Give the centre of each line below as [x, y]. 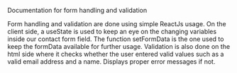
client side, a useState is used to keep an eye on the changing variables [112, 32]
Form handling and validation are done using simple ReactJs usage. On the [117, 24]
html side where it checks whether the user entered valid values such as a [116, 54]
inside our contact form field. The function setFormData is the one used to [116, 39]
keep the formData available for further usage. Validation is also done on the [119, 46]
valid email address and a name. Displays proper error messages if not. [111, 62]
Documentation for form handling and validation [77, 10]
